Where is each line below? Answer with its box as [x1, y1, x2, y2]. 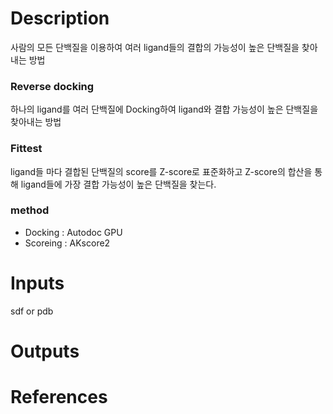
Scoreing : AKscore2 [24, 237, 111, 249]
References [10, 386, 108, 409]
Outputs [10, 340, 80, 362]
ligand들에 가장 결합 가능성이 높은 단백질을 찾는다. [20, 178, 217, 190]
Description [10, 7, 110, 30]
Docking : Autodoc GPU [24, 226, 123, 238]
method [10, 203, 50, 217]
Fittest [10, 142, 43, 156]
